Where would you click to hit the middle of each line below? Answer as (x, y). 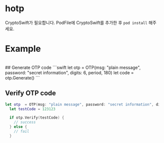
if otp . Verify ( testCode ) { (37, 118)
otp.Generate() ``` (22, 78)
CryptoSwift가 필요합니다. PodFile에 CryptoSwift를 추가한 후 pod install (76, 22)
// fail (21, 132)
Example (23, 49)
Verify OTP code (31, 93)
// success (25, 123)
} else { (18, 127)
